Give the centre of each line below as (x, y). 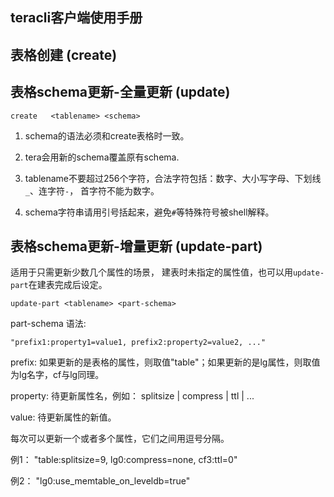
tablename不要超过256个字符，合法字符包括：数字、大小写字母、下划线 (173, 178)
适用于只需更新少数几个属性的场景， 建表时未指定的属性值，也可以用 (151, 272)
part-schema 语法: (48, 324)
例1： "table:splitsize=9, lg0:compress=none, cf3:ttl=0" (124, 460)
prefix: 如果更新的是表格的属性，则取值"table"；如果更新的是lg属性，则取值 (165, 362)
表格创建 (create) (64, 54)
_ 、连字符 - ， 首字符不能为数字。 (92, 190)
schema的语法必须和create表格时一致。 (107, 135)
